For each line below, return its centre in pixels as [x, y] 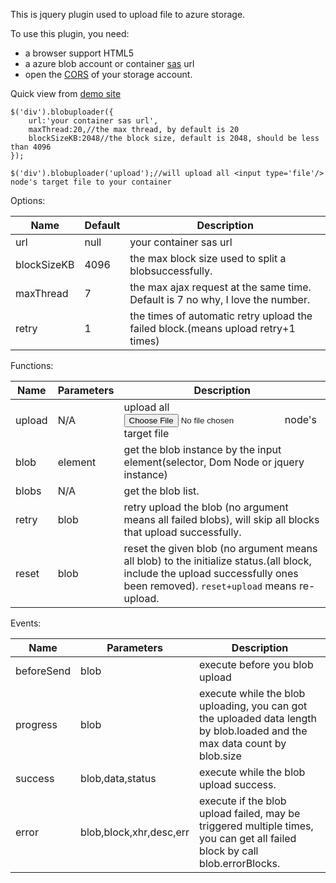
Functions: [32, 365]
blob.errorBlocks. [240, 863]
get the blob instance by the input [202, 449]
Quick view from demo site [66, 93]
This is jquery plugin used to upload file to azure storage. [128, 14]
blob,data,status [118, 778]
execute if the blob [243, 801]
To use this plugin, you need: [70, 33]
